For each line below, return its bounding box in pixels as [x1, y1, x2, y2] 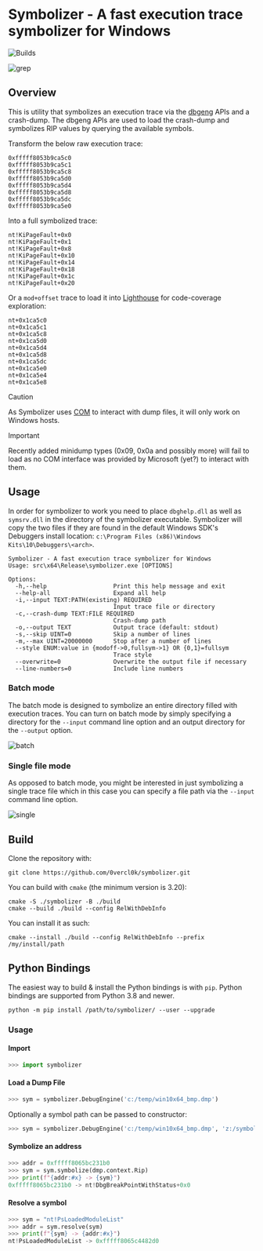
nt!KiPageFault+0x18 [8, 265, 76, 273]
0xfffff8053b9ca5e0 [8, 202, 72, 210]
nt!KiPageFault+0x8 [8, 245, 72, 253]
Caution [8, 392, 34, 401]
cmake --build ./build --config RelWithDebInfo [8, 904, 167, 912]
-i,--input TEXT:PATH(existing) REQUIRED [15, 596, 153, 604]
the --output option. [8, 725, 73, 735]
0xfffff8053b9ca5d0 [8, 174, 72, 182]
